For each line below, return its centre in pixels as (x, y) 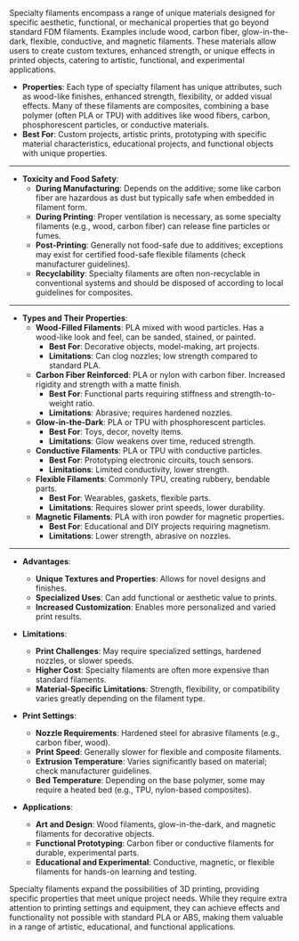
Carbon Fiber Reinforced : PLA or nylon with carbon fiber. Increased (160, 375)
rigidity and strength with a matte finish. (109, 384)
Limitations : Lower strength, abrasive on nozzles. (140, 536)
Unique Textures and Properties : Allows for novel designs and (150, 579)
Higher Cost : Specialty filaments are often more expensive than (152, 670)
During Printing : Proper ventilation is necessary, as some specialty (158, 217)
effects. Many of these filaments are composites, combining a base (145, 106)
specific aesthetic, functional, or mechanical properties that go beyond (139, 22)
